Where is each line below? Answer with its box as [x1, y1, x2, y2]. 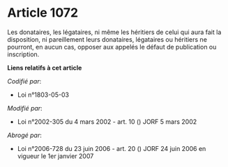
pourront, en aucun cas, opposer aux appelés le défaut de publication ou [7, 42, 217, 51]
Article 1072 [7, 5, 79, 21]
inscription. [7, 50, 40, 58]
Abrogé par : [7, 131, 42, 139]
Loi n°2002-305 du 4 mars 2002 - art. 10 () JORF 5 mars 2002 [17, 117, 197, 126]
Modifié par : [7, 104, 43, 112]
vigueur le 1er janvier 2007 [17, 152, 94, 160]
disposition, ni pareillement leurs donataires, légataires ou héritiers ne [7, 35, 208, 43]
